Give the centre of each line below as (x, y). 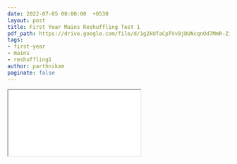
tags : (15, 40)
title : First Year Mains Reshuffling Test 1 (74, 27)
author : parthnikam (36, 66)
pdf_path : (22, 33)
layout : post (26, 20)
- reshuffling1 (30, 60)
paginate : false (31, 72)
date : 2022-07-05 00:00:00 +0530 (58, 14)
